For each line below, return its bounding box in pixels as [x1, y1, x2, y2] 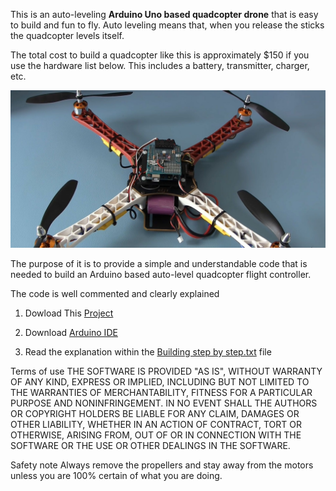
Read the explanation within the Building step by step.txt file [24, 346, 272, 358]
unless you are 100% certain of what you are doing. [10, 470, 223, 481]
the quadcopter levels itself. [10, 30, 125, 41]
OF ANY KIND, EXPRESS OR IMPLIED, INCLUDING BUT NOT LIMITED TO [10, 376, 310, 388]
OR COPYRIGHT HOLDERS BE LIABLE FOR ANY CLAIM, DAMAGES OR [10, 408, 300, 419]
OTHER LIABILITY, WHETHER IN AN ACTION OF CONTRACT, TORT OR [10, 419, 302, 430]
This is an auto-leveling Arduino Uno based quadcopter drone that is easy [10, 9, 319, 20]
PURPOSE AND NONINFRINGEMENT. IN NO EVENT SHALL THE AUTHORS [10, 397, 318, 409]
